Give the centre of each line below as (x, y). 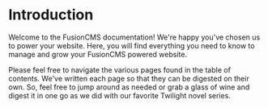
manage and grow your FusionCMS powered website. (98, 54)
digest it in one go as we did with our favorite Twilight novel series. (119, 95)
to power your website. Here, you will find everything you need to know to (132, 45)
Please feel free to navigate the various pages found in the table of (119, 69)
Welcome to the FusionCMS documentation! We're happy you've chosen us (134, 37)
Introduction (51, 15)
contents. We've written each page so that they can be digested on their (129, 78)
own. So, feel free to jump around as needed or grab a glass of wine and (129, 87)
